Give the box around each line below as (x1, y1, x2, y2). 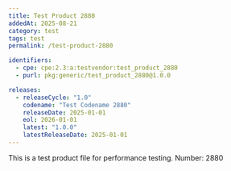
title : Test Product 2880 (8, 11, 95, 20)
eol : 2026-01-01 (23, 116, 78, 124)
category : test (8, 27, 60, 35)
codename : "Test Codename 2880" (23, 101, 131, 109)
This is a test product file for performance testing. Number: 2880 (8, 152, 224, 162)
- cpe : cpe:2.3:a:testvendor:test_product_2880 (15, 64, 179, 73)
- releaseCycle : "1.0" (15, 94, 92, 102)
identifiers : (8, 56, 52, 65)
